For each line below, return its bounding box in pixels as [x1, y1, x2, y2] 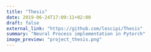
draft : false [6, 20, 40, 26]
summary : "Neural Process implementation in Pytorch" [6, 31, 146, 37]
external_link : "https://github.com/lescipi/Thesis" [6, 25, 143, 32]
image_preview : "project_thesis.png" [6, 36, 102, 42]
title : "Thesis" [6, 8, 47, 15]
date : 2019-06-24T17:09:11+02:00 [6, 14, 91, 20]
